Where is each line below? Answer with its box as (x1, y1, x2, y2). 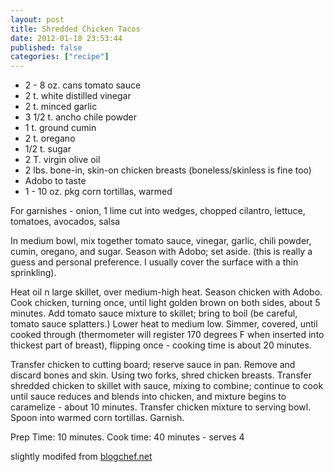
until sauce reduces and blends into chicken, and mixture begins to (10, 391, 287, 403)
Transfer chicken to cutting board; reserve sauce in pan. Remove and (10, 359, 296, 371)
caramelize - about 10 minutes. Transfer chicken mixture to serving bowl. (10, 401, 312, 413)
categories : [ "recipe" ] (10, 52, 110, 62)
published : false (10, 42, 83, 53)
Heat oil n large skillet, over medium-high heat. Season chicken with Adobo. (10, 286, 323, 298)
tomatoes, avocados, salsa (10, 216, 121, 228)
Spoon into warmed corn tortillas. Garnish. (10, 412, 185, 424)
